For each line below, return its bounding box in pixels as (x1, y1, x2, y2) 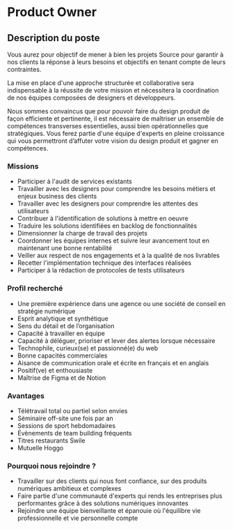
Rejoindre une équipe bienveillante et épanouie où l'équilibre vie (17, 507, 201, 515)
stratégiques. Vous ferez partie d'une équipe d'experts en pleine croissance (7, 130, 225, 137)
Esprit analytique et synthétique (17, 314, 109, 323)
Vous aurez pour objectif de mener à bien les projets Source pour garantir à (7, 50, 224, 59)
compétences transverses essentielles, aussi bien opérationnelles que (7, 122, 209, 130)
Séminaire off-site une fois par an (17, 414, 113, 422)
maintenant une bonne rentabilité (17, 244, 113, 252)
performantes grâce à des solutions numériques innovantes (17, 499, 189, 507)
